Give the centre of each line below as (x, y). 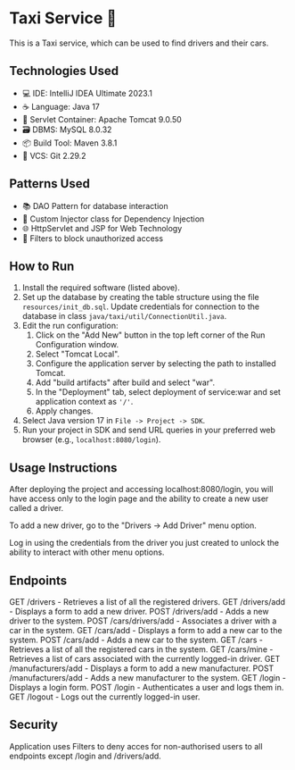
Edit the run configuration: (70, 326)
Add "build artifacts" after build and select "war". (125, 382)
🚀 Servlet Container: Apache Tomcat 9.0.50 (102, 119)
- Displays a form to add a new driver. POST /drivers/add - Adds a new (139, 611)
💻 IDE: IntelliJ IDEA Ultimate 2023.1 (87, 93)
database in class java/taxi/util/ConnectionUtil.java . (124, 316)
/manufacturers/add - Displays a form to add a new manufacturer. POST (142, 668)
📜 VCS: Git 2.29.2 (54, 155)
